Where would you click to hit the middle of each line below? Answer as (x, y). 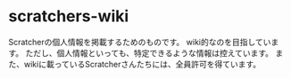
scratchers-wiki (69, 16)
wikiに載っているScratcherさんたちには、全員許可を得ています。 (142, 64)
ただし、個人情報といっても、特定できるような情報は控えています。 (150, 53)
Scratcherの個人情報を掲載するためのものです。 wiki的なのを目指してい (140, 42)
